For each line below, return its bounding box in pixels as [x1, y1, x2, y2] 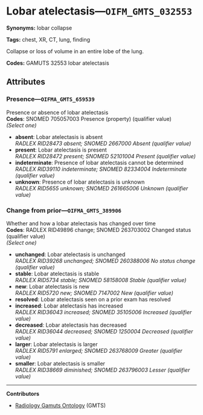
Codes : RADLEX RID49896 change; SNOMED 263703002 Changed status [6, 226, 192, 233]
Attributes [6, 77, 45, 87]
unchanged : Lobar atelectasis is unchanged [14, 251, 126, 258]
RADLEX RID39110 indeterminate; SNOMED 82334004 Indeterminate [14, 165, 187, 173]
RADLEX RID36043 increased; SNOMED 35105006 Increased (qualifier [14, 308, 192, 315]
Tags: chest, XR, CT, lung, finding [6, 36, 91, 43]
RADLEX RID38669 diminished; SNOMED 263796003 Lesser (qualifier [14, 366, 190, 373]
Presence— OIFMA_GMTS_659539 [6, 95, 95, 103]
